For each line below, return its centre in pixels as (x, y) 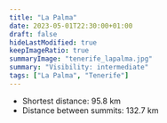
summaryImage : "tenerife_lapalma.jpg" (81, 59)
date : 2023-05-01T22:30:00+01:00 (71, 26)
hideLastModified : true (53, 42)
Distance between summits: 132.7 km (90, 110)
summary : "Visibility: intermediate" (79, 68)
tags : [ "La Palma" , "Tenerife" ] (69, 76)
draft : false (33, 34)
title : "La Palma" (43, 17)
